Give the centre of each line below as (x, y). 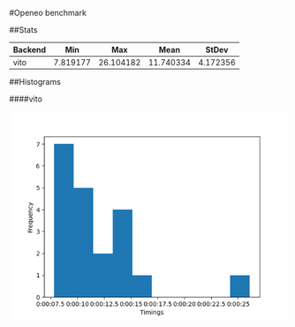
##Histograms (35, 82)
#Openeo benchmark (48, 13)
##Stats (23, 30)
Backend (30, 49)
